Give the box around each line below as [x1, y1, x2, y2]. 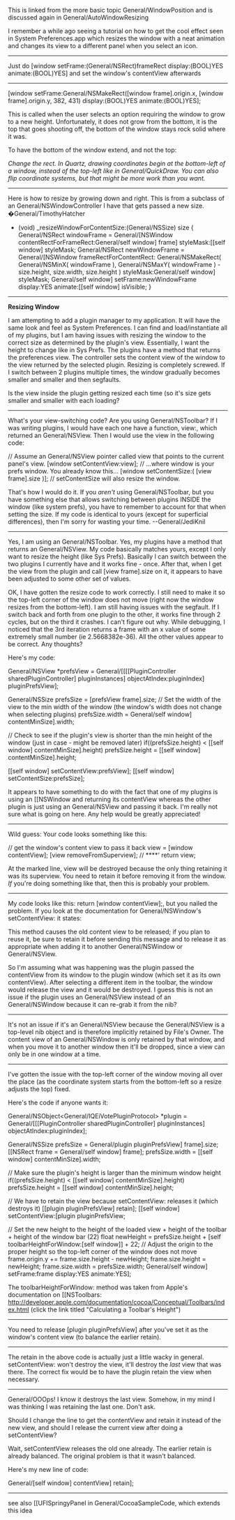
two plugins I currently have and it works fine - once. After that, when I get [8, 560, 222, 568]
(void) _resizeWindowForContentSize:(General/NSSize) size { [17, 223, 194, 231]
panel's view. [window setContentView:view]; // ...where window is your [8, 459, 215, 468]
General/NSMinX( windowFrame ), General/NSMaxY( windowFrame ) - [17, 261, 221, 268]
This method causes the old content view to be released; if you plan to [8, 927, 211, 936]
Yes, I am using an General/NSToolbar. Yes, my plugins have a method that [8, 538, 222, 546]
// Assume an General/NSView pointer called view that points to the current [8, 453, 225, 460]
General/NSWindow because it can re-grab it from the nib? [8, 1001, 177, 1008]
